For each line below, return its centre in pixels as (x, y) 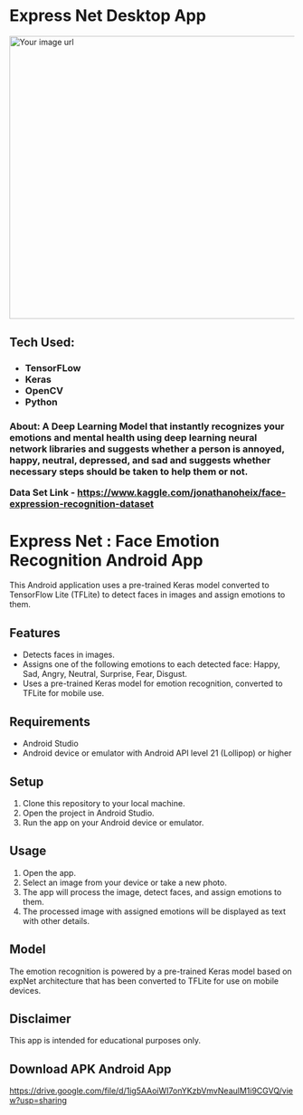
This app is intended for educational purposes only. (105, 1041)
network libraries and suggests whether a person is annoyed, (147, 449)
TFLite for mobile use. (63, 693)
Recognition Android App (106, 560)
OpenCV (44, 391)
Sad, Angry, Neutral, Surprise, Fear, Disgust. (105, 674)
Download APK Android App (90, 1069)
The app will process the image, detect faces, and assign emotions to (152, 891)
